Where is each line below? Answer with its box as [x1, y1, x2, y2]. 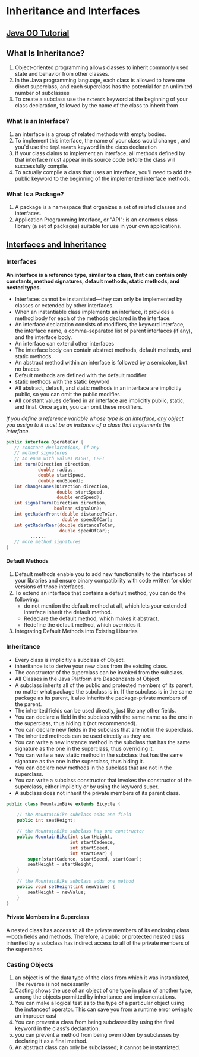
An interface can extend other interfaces [14, 340, 115, 347]
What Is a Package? [6, 190, 64, 198]
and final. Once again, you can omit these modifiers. [14, 403, 143, 410]
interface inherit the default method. [23, 609, 112, 616]
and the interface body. [14, 333, 72, 341]
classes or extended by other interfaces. [14, 301, 114, 309]
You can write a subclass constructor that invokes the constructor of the [14, 776, 192, 784]
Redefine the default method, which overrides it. [23, 621, 142, 628]
